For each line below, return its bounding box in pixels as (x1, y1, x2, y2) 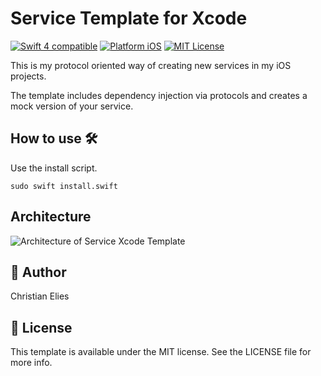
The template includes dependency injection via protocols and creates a (10, 89, 308, 101)
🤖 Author (10, 263, 67, 281)
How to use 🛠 (10, 130, 98, 147)
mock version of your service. (10, 100, 134, 112)
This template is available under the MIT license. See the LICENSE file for (10, 346, 312, 358)
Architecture (10, 208, 92, 226)
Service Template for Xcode (10, 7, 248, 30)
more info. (10, 357, 53, 369)
